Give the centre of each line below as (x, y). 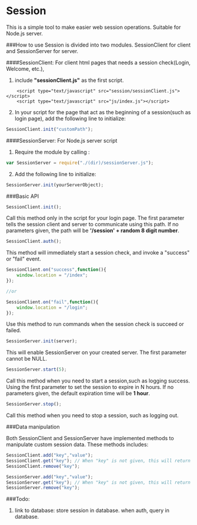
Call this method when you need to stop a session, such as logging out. (93, 415)
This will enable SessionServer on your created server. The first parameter (96, 352)
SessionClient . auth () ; (34, 242)
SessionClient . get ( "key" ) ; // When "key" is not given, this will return (98, 461)
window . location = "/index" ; (52, 275)
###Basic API (23, 196)
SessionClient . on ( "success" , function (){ (56, 270)
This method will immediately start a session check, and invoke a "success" (98, 253)
